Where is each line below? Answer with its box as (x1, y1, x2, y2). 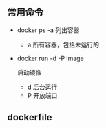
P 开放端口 (27, 91, 58, 99)
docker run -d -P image (17, 54, 84, 62)
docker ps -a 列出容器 (17, 26, 80, 34)
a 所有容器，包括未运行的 (27, 40, 100, 49)
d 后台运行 (27, 83, 58, 91)
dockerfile (7, 112, 53, 123)
